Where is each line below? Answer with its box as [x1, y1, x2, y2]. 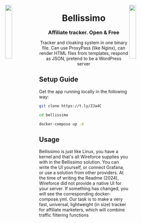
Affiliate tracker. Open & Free [48, 29, 120, 36]
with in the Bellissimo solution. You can [39, 159, 119, 165]
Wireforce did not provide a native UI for [39, 180, 122, 187]
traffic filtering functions [39, 212, 89, 218]
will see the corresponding [39, 191, 94, 197]
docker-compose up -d [39, 121, 84, 127]
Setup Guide [39, 75, 79, 84]
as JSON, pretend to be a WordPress [46, 55, 122, 61]
